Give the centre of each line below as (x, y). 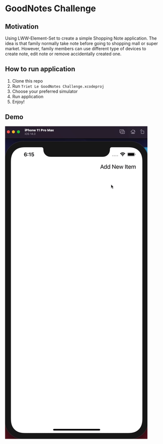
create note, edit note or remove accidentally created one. (63, 54)
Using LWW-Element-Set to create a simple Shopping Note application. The (81, 38)
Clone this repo (27, 81)
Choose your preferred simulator (45, 91)
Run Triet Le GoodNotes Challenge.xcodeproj (58, 86)
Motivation (22, 27)
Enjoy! (18, 102)
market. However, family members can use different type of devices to (76, 49)
